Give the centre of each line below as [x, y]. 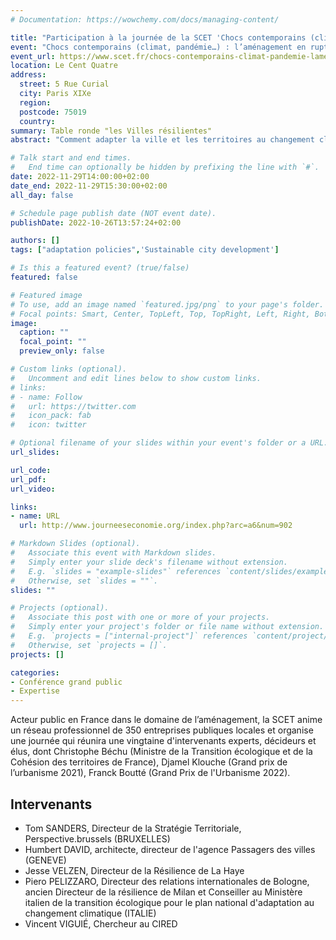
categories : [35, 672]
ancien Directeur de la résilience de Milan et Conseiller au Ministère [163, 892]
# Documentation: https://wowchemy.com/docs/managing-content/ [145, 19]
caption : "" [44, 332]
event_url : [33, 56]
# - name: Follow [46, 397]
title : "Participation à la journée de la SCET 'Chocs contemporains [158, 37]
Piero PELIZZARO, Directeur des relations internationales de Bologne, [167, 881]
